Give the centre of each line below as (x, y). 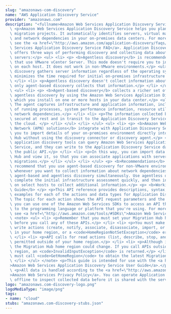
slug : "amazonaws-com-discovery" (41, 10)
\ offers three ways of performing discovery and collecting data (82, 52)
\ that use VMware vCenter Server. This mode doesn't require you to (85, 62)
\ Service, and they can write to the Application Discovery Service (85, 147)
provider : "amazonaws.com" (34, 19)
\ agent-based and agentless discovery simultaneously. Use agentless (86, 176)
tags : (11, 294)
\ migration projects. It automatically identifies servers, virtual (85, 34)
